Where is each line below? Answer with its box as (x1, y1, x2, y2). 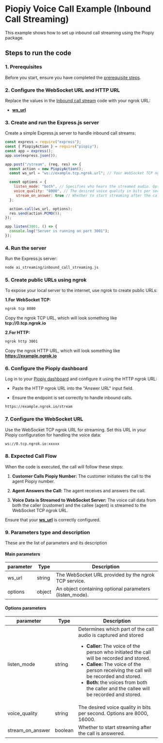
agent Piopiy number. (12, 478, 55, 484)
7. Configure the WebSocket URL (5, 416, 83, 422)
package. (5, 35, 24, 41)
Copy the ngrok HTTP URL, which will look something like (5, 348, 120, 354)
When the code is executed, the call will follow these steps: (5, 464, 124, 469)
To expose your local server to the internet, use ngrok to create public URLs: (5, 288, 158, 293)
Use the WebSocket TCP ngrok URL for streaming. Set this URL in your (5, 427, 147, 433)
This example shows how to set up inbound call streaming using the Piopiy (5, 30, 154, 35)
